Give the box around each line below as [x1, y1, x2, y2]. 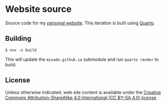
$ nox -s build [5, 47, 37, 53]
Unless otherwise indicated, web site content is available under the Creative [5, 89, 161, 95]
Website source [5, 3, 72, 15]
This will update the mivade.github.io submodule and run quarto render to [5, 56, 159, 62]
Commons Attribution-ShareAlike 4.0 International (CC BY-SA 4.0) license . [5, 95, 158, 101]
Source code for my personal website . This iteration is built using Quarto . [5, 20, 156, 26]
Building [5, 34, 31, 43]
